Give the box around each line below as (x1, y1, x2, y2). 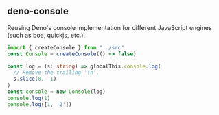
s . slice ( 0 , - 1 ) (13, 75, 57, 83)
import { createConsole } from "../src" (7, 44, 125, 51)
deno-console (7, 5, 69, 17)
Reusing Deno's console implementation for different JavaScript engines (7, 23, 212, 31)
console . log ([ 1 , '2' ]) (7, 101, 72, 108)
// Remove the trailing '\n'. (13, 69, 100, 76)
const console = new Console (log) (7, 88, 106, 95)
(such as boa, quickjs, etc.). (7, 31, 86, 39)
